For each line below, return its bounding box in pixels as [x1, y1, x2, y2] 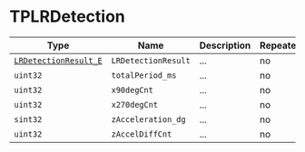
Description [199, 39, 251, 52]
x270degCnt [111, 100, 159, 109]
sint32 [14, 114, 43, 124]
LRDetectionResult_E [14, 55, 103, 65]
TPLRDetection [9, 6, 125, 27]
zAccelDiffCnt [111, 128, 172, 139]
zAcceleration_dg [111, 114, 186, 124]
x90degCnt [111, 84, 154, 95]
